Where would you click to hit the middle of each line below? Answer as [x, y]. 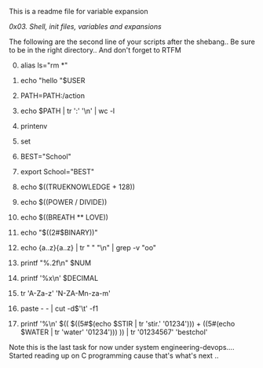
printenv [34, 126]
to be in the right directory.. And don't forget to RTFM [95, 50]
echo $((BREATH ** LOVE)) [64, 217]
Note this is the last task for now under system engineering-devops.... [122, 347]
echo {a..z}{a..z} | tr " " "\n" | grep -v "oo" [88, 248]
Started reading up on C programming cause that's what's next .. [114, 355]
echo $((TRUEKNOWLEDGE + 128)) [78, 187]
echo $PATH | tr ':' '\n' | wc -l [68, 111]
